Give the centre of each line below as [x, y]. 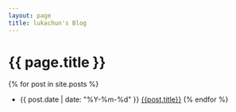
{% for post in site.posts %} [54, 84]
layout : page [30, 15]
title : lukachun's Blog [48, 23]
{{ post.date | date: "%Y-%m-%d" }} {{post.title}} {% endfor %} [124, 99]
